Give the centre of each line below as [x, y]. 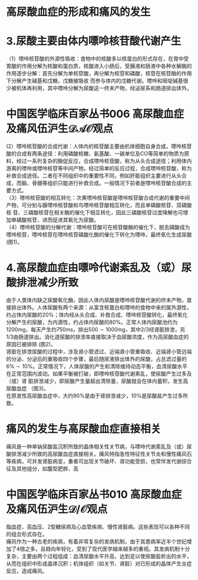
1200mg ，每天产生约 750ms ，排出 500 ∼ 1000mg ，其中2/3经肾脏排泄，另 [96, 329]
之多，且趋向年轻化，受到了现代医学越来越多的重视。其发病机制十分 [108, 549]
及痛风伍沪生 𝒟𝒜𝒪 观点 [60, 129]
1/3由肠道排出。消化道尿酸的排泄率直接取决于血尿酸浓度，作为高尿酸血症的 [98, 337]
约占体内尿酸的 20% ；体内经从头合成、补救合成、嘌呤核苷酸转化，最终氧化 [97, 315]
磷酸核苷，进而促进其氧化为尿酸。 [57, 220]
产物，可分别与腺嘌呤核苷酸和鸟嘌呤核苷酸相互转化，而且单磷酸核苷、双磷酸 [99, 205]
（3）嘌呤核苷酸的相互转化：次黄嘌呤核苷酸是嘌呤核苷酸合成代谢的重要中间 [98, 198]
